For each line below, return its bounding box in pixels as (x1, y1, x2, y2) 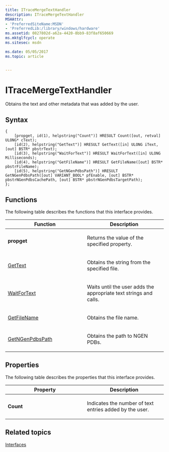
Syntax (5, 115, 28, 124)
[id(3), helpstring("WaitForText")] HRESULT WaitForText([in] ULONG (14, 151, 161, 156)
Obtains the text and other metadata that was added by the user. (5, 101, 139, 107)
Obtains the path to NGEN (87, 333, 148, 340)
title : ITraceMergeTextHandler (5, 7, 71, 13)
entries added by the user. (87, 406, 149, 413)
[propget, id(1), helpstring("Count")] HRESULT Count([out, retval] (14, 133, 161, 138)
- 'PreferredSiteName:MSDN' (5, 21, 64, 27)
